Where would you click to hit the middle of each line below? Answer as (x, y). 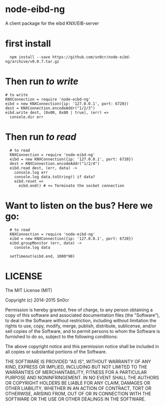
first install (28, 44)
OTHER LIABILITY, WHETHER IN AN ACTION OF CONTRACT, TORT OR (78, 388)
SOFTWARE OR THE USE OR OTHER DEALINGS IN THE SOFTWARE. (75, 399)
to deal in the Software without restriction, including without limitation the (81, 320)
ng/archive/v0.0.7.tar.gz (32, 62)
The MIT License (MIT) (29, 290)
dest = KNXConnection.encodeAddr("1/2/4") (55, 163)
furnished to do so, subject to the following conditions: (61, 336)
